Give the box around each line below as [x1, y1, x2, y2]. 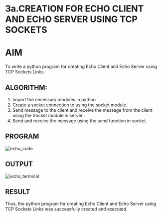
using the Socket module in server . [12, 112, 86, 118]
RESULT [5, 188, 30, 196]
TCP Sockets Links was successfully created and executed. [5, 206, 128, 212]
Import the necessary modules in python [12, 96, 96, 102]
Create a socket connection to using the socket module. [12, 102, 128, 108]
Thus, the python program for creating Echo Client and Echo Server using [5, 201, 157, 207]
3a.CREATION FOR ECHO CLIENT [5, 3, 144, 14]
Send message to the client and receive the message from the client [12, 107, 153, 113]
